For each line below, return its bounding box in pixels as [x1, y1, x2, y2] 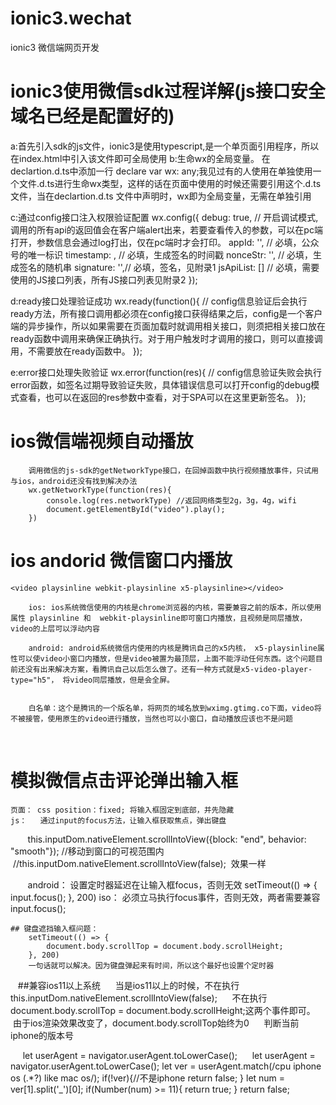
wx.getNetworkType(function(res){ [28, 485, 172, 495]
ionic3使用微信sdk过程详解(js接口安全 [10, 80, 326, 103]
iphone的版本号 [10, 1029, 75, 1041]
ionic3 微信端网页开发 [10, 41, 100, 53]
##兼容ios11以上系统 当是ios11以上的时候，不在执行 [17, 979, 240, 991]
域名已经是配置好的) [10, 105, 175, 128]
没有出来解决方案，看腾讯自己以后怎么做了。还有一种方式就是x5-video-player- [24, 664, 313, 674]
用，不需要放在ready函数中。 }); [10, 345, 143, 357]
